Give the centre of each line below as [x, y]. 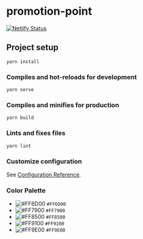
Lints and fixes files [36, 133]
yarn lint [19, 146]
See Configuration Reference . [44, 174]
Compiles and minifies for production [63, 105]
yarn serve [20, 90]
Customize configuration [44, 161]
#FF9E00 [56, 230]
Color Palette [26, 190]
